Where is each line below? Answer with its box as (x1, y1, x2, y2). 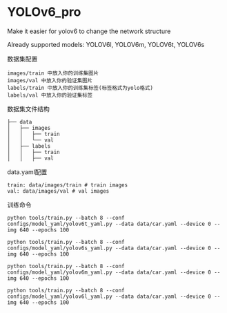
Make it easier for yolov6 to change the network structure (7, 27, 171, 35)
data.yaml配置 (7, 167, 48, 176)
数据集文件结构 (7, 104, 50, 113)
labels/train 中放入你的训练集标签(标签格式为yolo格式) (7, 84, 154, 91)
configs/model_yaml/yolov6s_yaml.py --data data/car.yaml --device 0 (7, 245, 212, 252)
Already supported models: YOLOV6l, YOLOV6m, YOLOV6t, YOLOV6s (7, 40, 205, 48)
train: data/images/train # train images (7, 181, 128, 189)
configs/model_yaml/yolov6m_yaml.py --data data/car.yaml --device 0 (7, 269, 212, 276)
